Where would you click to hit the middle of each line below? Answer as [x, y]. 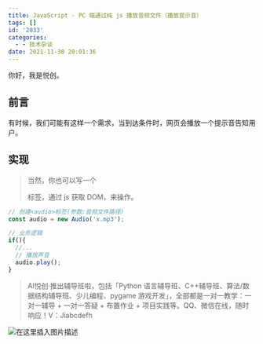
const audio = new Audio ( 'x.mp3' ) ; [66, 219]
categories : [27, 37]
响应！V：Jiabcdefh [60, 315]
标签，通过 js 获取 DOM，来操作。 [82, 196]
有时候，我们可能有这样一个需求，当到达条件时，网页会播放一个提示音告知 [128, 123]
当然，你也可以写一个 [62, 180]
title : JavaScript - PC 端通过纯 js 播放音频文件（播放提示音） [105, 15]
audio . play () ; [38, 262]
